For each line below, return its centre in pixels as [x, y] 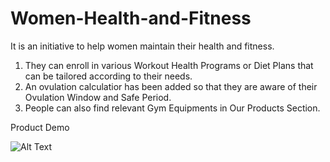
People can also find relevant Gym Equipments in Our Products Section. [172, 108]
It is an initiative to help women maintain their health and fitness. [142, 46]
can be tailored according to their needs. [108, 76]
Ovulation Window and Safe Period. [98, 97]
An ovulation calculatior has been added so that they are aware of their [171, 86]
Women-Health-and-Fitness [131, 18]
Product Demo [40, 127]
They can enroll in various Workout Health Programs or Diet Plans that [169, 65]
